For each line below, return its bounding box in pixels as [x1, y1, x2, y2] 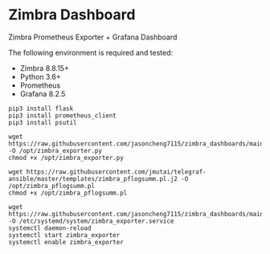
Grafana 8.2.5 [19, 88, 66, 98]
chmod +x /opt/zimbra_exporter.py [8, 154, 125, 162]
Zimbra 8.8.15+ [19, 63, 70, 73]
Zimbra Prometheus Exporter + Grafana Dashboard [8, 32, 178, 42]
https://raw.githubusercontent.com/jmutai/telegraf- [26, 167, 207, 176]
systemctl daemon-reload [8, 223, 92, 232]
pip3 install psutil [8, 118, 78, 126]
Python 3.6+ [19, 72, 62, 81]
